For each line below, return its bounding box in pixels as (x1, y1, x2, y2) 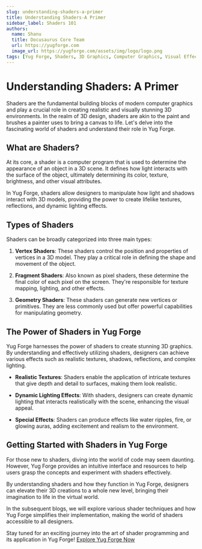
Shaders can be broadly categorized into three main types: (6, 236, 152, 243)
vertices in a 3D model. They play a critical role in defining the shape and (14, 254, 196, 261)
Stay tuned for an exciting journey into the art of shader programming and (6, 529, 189, 536)
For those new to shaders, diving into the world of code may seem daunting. (6, 456, 195, 463)
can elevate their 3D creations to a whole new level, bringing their (6, 486, 169, 494)
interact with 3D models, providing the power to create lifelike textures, (6, 196, 182, 203)
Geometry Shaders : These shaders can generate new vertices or (14, 296, 177, 304)
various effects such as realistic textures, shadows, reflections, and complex (6, 356, 196, 362)
